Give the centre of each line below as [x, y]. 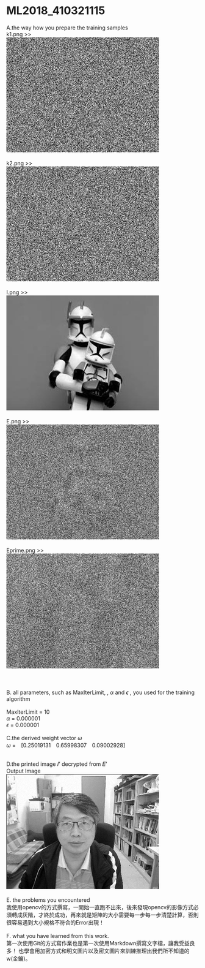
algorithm [18, 698]
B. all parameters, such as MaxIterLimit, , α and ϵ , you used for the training [101, 692]
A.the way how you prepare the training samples [67, 28]
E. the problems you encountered [48, 900]
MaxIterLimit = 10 [28, 712]
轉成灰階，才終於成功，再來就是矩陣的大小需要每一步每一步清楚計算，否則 [105, 915]
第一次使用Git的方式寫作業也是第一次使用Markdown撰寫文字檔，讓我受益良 [101, 943]
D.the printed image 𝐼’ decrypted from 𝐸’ [57, 764]
